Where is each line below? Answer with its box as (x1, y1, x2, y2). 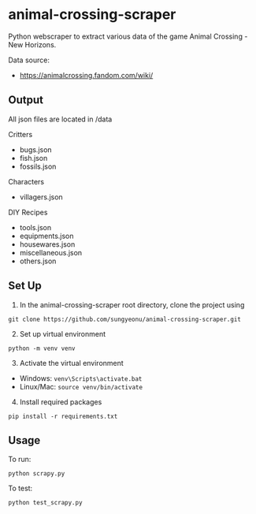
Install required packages (19, 397, 102, 407)
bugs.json (19, 144, 53, 155)
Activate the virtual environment (19, 358, 124, 367)
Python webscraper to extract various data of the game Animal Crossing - (8, 32, 248, 41)
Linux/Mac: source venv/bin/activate (19, 382, 143, 391)
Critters (8, 129, 33, 139)
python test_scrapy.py (8, 499, 83, 507)
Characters (8, 177, 45, 186)
